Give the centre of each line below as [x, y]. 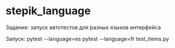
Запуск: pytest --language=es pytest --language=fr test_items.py [87, 39]
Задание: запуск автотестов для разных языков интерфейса [83, 27]
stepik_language [48, 11]
